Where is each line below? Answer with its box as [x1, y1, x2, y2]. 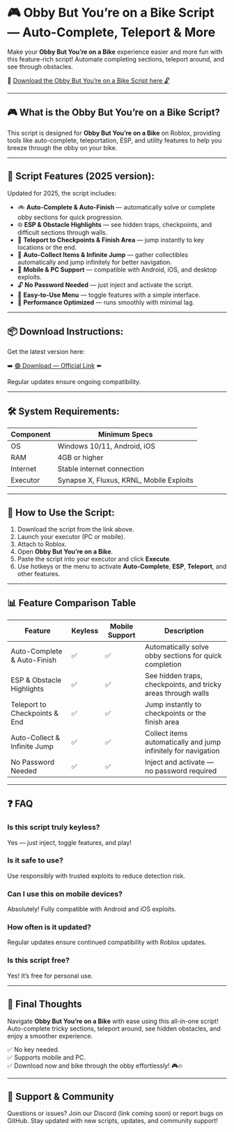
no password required [145, 765, 217, 775]
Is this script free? [7, 955, 70, 965]
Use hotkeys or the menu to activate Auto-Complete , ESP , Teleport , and [17, 562, 227, 571]
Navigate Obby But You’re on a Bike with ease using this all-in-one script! [7, 1017, 219, 1025]
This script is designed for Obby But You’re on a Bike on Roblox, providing [7, 128, 221, 137]
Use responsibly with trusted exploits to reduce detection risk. [7, 872, 186, 880]
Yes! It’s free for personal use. [7, 971, 93, 980]
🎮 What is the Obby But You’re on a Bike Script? [7, 107, 221, 119]
